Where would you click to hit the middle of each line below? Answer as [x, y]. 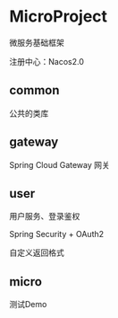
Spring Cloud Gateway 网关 [59, 164]
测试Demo [28, 305]
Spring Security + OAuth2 [57, 234]
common [34, 90]
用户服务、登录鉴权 [45, 216]
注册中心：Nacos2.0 [47, 61]
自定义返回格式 [37, 252]
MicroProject [59, 17]
